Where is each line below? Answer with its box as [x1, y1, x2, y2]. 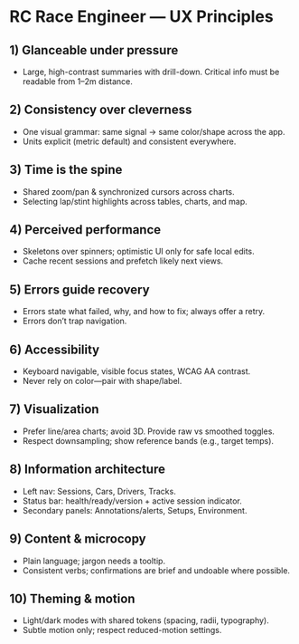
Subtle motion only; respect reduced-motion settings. [22, 625, 222, 636]
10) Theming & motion [9, 591, 135, 606]
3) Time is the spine [9, 162, 123, 178]
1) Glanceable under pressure [9, 43, 179, 58]
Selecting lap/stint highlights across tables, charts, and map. [22, 196, 248, 207]
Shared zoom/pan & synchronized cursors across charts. [22, 186, 235, 197]
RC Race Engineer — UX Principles [9, 6, 274, 27]
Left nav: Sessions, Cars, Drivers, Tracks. [22, 485, 176, 496]
